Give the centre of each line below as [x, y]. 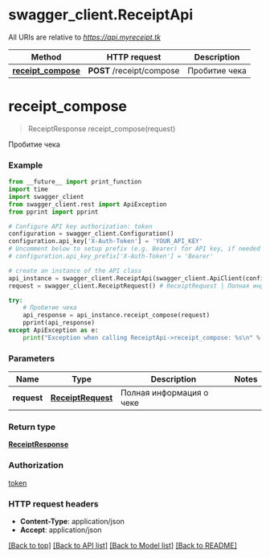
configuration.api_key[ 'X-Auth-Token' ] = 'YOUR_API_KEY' [106, 242]
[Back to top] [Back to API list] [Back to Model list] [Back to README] [123, 545]
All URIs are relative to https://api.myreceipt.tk [84, 37]
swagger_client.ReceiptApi [101, 15]
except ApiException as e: [53, 331]
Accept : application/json [61, 530]
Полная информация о [164, 393]
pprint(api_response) [59, 323]
